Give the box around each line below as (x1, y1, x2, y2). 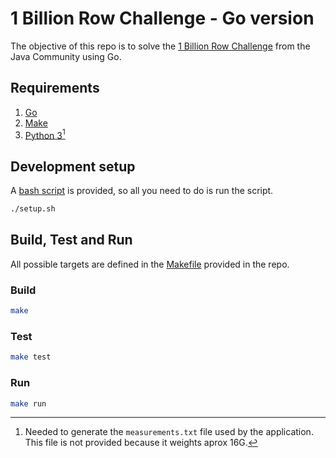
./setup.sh (10, 204, 56, 214)
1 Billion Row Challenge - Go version (10, 7, 315, 30)
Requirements (10, 80, 100, 97)
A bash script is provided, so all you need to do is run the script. (10, 185, 274, 197)
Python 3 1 (24, 127, 66, 141)
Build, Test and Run (10, 232, 133, 249)
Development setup (10, 158, 136, 175)
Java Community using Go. (10, 50, 122, 62)
